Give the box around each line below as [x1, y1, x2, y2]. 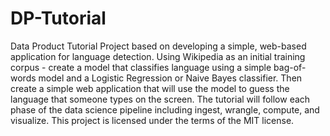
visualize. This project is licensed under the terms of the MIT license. [10, 114, 295, 126]
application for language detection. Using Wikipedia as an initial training [10, 50, 306, 62]
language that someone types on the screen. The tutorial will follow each [10, 93, 311, 105]
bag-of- [273, 61, 307, 73]
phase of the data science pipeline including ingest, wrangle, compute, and [10, 103, 320, 116]
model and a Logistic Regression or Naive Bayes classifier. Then [38, 72, 303, 84]
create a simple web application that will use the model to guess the [10, 82, 290, 94]
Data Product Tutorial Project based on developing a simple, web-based [10, 40, 307, 52]
